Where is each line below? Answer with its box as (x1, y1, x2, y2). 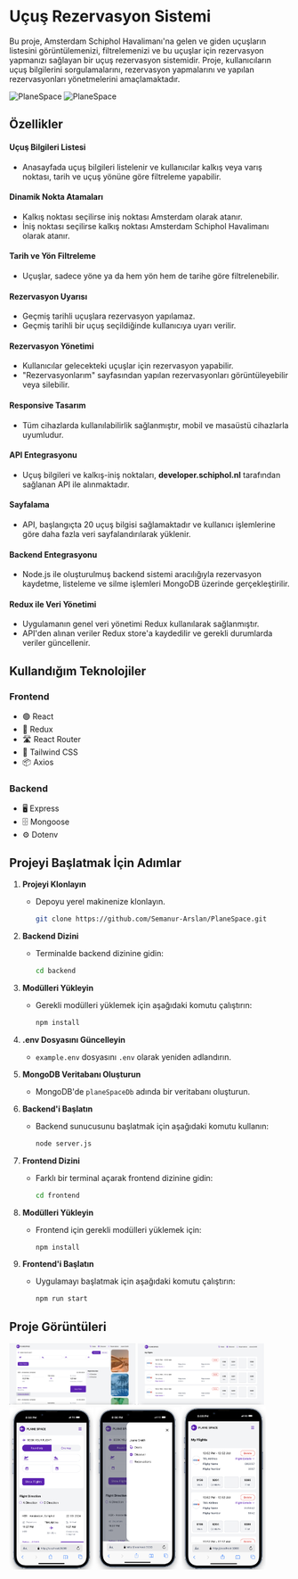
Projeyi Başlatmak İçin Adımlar (9, 855, 182, 871)
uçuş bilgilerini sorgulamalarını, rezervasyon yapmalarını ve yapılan (9, 64, 255, 75)
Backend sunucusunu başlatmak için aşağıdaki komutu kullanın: (35, 1120, 270, 1131)
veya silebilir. (21, 379, 70, 390)
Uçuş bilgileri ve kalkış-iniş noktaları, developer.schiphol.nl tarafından (21, 469, 281, 480)
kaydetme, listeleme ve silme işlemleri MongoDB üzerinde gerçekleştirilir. (21, 578, 291, 590)
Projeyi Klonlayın (21, 879, 87, 889)
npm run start (35, 1294, 88, 1303)
